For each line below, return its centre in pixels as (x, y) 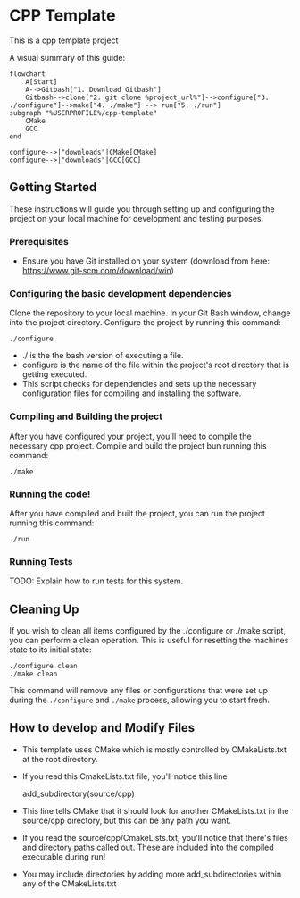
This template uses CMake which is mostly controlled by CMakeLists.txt (154, 749)
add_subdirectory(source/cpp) (79, 793)
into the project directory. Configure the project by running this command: (145, 323)
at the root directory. (60, 759)
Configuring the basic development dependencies (121, 293)
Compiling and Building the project (86, 416)
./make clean (33, 674)
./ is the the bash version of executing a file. (103, 356)
